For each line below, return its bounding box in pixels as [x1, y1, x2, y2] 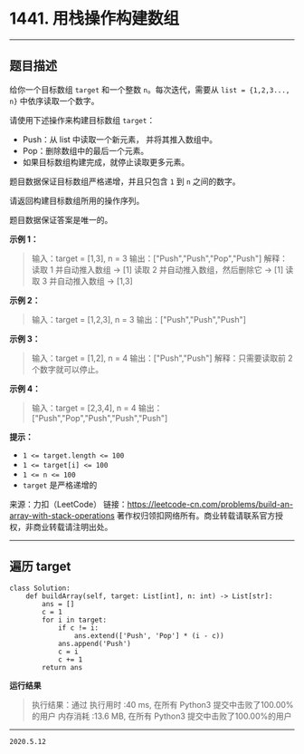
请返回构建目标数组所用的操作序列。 [9, 195, 145, 206]
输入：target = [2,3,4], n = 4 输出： [31, 402, 163, 413]
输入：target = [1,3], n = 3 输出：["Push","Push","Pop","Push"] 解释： [31, 253, 288, 264]
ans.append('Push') [57, 639, 131, 648]
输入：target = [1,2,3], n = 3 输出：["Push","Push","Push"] [31, 314, 247, 324]
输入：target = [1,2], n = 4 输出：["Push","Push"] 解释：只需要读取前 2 [31, 353, 293, 363]
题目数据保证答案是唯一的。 [9, 214, 113, 225]
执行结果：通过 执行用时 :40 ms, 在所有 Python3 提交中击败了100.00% [31, 699, 294, 710]
